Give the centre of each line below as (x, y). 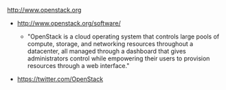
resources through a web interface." (78, 66)
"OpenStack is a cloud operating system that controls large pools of (123, 36)
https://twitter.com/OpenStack (60, 79)
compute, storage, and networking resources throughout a (110, 44)
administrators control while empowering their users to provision (118, 58)
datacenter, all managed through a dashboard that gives (107, 51)
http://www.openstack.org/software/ (69, 23)
